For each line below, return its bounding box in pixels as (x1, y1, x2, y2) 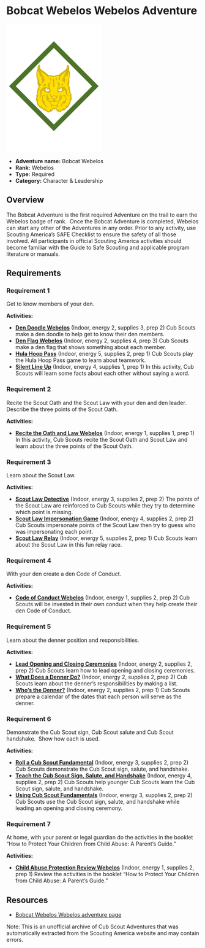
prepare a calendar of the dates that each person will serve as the (15, 693, 182, 700)
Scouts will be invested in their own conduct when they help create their (15, 601, 198, 608)
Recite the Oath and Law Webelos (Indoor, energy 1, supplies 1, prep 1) (15, 429, 195, 436)
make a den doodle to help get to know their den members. (15, 331, 165, 338)
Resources (6, 895, 48, 905)
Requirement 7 (6, 820, 51, 828)
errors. (6, 936, 23, 944)
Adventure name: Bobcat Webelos (15, 157, 104, 164)
